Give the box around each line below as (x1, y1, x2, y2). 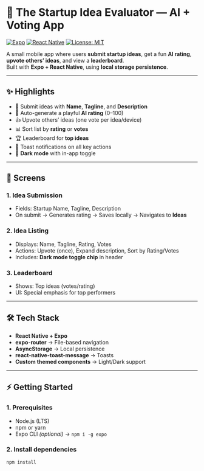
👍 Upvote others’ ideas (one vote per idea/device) (15, 116, 142, 124)
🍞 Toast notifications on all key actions (15, 143, 112, 150)
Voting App (6, 18, 65, 32)
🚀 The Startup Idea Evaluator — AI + (6, 5, 190, 19)
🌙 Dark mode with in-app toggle (15, 149, 96, 157)
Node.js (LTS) (15, 417, 50, 425)
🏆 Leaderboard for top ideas (15, 134, 89, 142)
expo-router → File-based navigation (15, 338, 109, 346)
